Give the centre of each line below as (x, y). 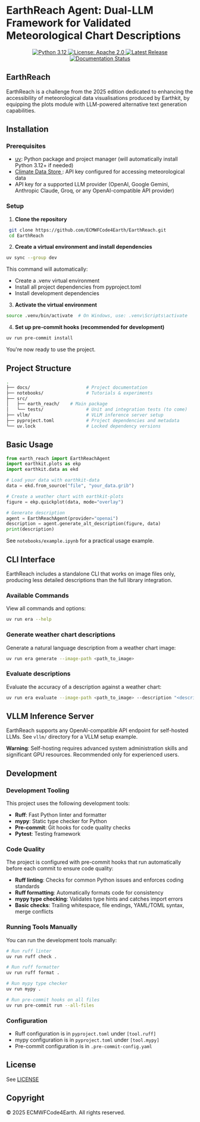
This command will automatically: (47, 269)
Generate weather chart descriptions (61, 635)
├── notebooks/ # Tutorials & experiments (79, 393)
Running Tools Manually (42, 927)
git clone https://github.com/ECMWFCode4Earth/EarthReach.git (87, 230)
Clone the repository (41, 219)
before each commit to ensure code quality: (60, 868)
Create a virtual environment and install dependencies (84, 247)
